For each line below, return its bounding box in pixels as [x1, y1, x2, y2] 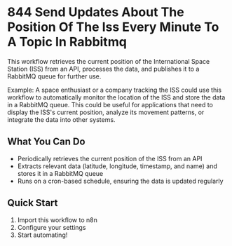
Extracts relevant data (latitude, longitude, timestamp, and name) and [17, 162, 217, 170]
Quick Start [7, 197, 58, 209]
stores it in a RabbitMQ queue [17, 169, 104, 177]
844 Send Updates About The [7, 4, 184, 20]
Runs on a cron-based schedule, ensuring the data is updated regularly [17, 177, 224, 185]
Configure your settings [17, 223, 86, 231]
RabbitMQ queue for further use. [7, 71, 102, 81]
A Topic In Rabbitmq [7, 34, 128, 50]
